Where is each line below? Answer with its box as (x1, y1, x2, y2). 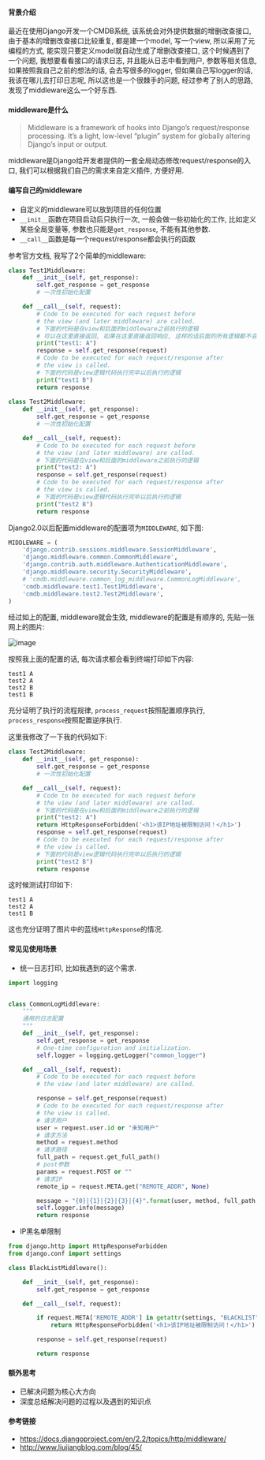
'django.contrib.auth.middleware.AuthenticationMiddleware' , (22, 561, 227, 569)
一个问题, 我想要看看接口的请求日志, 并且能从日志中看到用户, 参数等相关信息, (8, 56, 257, 65)
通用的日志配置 (22, 1014, 64, 1023)
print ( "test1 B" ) (36, 375, 93, 384)
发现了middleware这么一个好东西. (8, 85, 118, 95)
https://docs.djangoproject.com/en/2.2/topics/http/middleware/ (19, 1434, 227, 1443)
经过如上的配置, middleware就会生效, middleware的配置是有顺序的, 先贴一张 (8, 612, 255, 622)
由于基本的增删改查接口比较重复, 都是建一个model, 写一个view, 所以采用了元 (8, 36, 256, 46)
